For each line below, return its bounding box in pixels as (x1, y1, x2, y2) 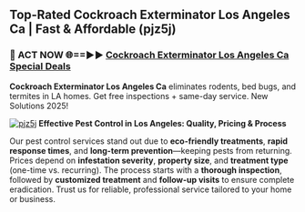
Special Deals (9, 60, 71, 73)
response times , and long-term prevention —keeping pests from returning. (9, 145, 293, 156)
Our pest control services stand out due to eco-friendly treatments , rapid (9, 136, 289, 146)
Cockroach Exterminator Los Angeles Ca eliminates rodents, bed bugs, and (9, 81, 297, 92)
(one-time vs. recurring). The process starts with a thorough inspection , (9, 164, 282, 176)
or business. (9, 193, 56, 204)
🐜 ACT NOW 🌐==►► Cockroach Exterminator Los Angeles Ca (9, 49, 290, 62)
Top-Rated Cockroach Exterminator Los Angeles (9, 7, 290, 23)
